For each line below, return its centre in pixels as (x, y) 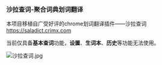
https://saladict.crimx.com (39, 31)
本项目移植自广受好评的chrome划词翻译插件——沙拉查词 (76, 24)
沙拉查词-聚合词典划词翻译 (45, 9)
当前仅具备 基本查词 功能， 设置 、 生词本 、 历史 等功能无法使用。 (83, 43)
